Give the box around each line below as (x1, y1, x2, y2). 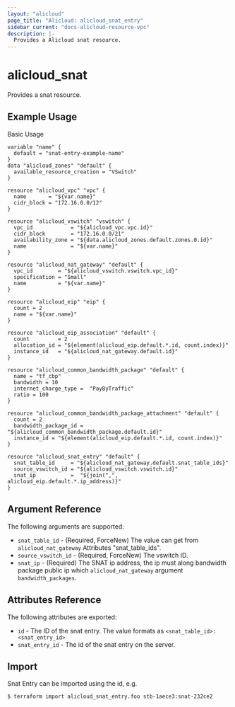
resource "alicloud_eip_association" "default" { (7, 329, 157, 336)
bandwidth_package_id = (13, 422, 83, 429)
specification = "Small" (13, 273, 87, 280)
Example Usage (7, 111, 78, 123)
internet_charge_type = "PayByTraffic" (13, 385, 134, 392)
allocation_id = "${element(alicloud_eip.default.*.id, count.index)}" (13, 341, 229, 349)
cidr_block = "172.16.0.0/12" (13, 199, 102, 206)
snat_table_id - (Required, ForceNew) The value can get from (17, 536, 199, 544)
